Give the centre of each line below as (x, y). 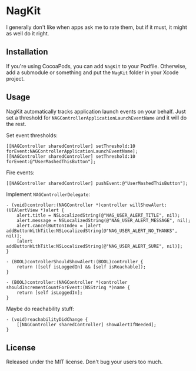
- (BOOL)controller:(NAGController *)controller (67, 282)
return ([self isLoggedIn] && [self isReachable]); (81, 267)
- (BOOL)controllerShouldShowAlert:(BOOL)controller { (75, 261)
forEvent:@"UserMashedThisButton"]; (51, 161)
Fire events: (20, 173)
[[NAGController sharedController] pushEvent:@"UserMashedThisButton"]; (97, 183)
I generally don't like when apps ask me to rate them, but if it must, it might (97, 27)
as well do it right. (28, 33)
